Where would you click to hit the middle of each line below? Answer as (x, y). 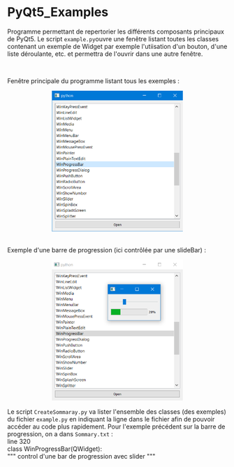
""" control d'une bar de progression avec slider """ (81, 456)
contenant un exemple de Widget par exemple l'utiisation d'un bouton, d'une (117, 46)
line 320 (19, 441)
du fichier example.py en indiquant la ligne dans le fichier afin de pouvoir (111, 419)
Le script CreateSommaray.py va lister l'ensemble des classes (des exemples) (117, 411)
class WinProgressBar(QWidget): (55, 449)
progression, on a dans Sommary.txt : (60, 433)
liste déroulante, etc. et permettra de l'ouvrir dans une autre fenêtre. (105, 54)
